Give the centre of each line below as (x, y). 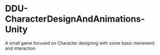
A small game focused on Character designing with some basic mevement (80, 43)
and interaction (20, 48)
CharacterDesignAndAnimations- (75, 19)
